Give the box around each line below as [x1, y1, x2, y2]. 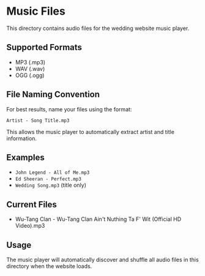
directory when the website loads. [6, 263, 92, 270]
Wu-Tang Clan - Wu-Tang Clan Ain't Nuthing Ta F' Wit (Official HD [15, 215, 182, 223]
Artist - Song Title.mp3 [6, 117, 70, 124]
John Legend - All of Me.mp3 [15, 170, 90, 176]
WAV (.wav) [15, 65, 45, 72]
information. [6, 135, 37, 142]
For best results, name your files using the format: [6, 105, 132, 113]
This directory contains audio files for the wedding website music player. [6, 24, 190, 32]
